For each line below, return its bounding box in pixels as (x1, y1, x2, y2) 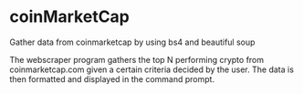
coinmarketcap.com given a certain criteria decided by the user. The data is (9, 64, 295, 75)
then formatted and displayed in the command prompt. (9, 73, 215, 84)
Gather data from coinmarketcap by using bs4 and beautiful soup (9, 37, 256, 47)
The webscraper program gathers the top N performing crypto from (9, 54, 265, 65)
